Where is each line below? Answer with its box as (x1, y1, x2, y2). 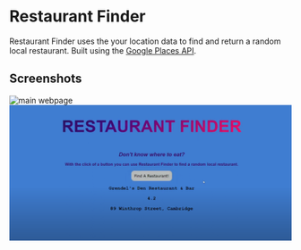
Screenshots (9, 71, 82, 87)
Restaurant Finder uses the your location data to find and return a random (9, 36, 281, 46)
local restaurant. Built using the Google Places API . (9, 45, 197, 55)
